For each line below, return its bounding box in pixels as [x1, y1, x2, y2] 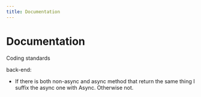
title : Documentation [6, 8, 61, 15]
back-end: [6, 66, 32, 73]
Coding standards [6, 54, 50, 62]
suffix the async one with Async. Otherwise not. [14, 84, 134, 91]
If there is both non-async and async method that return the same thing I [14, 77, 195, 84]
